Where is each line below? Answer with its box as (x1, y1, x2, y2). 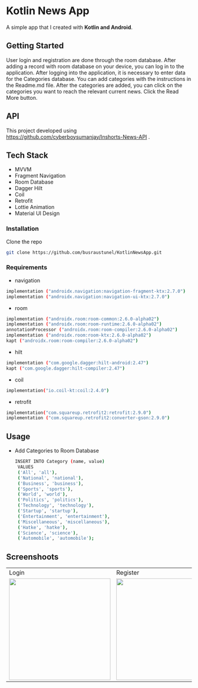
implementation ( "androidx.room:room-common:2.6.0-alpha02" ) (6, 316, 160, 322)
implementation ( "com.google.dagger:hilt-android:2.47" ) (6, 360, 149, 366)
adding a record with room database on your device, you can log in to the (6, 63, 184, 70)
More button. (6, 94, 38, 101)
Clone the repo (6, 238, 42, 245)
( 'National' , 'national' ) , (17, 475, 84, 481)
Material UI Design (14, 210, 60, 217)
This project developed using (6, 127, 77, 134)
